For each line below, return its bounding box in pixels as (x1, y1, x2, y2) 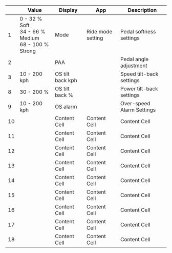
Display (58, 7, 78, 13)
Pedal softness (120, 28, 156, 35)
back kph (54, 77, 78, 84)
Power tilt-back (120, 85, 159, 92)
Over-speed (120, 100, 150, 107)
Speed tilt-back (120, 70, 159, 77)
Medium (19, 34, 39, 42)
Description (127, 7, 157, 13)
